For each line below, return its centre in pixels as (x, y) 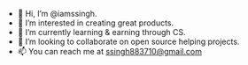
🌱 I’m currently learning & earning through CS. (101, 32)
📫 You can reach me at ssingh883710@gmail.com (109, 51)
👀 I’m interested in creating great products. (96, 23)
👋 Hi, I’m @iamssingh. (57, 14)
